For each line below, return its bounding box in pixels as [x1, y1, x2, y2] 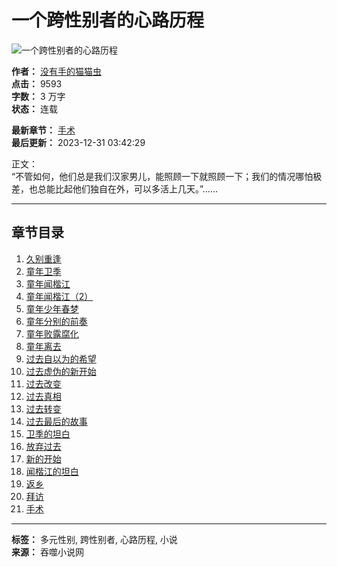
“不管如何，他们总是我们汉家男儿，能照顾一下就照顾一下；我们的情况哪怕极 [11, 170, 323, 182]
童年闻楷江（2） [25, 290, 94, 302]
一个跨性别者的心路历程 [11, 9, 205, 32]
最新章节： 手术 [11, 124, 76, 136]
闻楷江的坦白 [25, 465, 79, 477]
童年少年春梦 [25, 302, 79, 315]
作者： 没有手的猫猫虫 [11, 65, 102, 77]
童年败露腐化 [25, 327, 79, 340]
